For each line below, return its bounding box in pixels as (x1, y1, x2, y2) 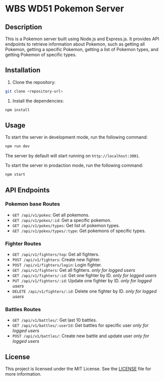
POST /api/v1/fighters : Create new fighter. (12, 256, 101, 263)
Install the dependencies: (12, 98, 64, 104)
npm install (5, 107, 30, 112)
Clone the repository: (12, 79, 56, 85)
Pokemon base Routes (5, 200, 60, 207)
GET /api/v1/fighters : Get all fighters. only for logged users (12, 267, 135, 273)
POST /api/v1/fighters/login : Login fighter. (12, 262, 103, 268)
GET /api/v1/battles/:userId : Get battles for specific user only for (12, 322, 149, 328)
